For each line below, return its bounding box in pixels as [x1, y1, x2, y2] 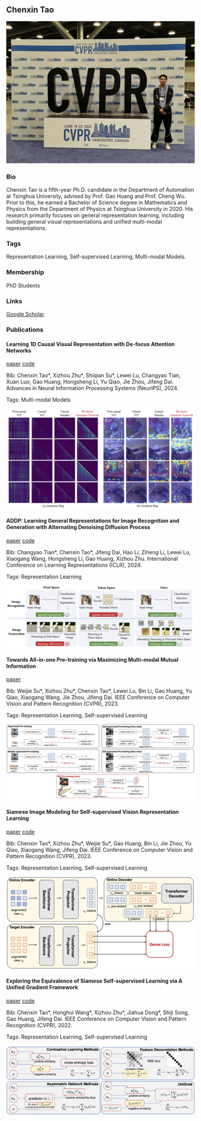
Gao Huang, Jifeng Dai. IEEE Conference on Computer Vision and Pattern [6, 1015, 187, 1022]
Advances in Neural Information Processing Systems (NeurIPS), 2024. [6, 385, 179, 392]
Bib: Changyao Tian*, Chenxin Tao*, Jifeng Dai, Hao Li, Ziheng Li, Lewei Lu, [6, 549, 191, 556]
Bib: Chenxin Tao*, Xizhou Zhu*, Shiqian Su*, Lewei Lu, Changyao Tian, [6, 372, 181, 379]
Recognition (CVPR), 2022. [6, 1021, 73, 1028]
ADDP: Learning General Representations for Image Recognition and [6, 517, 179, 525]
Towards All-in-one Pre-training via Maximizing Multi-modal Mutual [6, 656, 179, 663]
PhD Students [6, 282, 40, 289]
